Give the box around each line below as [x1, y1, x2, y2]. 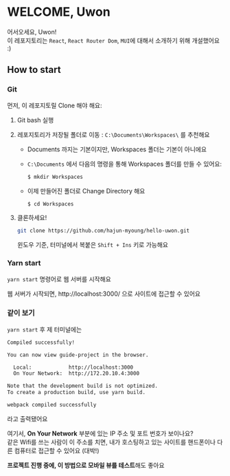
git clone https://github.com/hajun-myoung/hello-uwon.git [16, 228, 190, 235]
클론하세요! [16, 214, 47, 222]
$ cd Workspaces [27, 200, 74, 207]
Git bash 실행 [16, 116, 54, 124]
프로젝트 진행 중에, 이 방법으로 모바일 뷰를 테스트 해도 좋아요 [7, 461, 165, 469]
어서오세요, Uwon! [7, 28, 57, 36]
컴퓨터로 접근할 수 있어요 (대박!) [14, 446, 100, 455]
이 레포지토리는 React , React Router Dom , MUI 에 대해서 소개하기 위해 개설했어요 [7, 36, 220, 45]
